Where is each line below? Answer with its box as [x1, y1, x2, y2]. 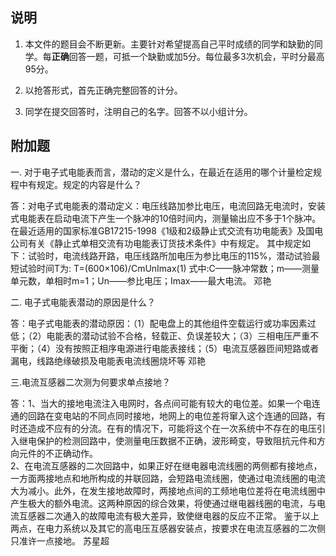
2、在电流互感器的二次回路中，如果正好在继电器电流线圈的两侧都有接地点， [10, 459, 323, 472]
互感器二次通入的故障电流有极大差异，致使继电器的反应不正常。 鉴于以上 [18, 509, 320, 522]
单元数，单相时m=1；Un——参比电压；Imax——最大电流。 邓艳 [10, 274, 272, 287]
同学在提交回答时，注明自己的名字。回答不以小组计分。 [24, 105, 253, 117]
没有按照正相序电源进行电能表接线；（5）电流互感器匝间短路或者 [55, 342, 320, 354]
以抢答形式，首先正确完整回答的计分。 [24, 84, 183, 96]
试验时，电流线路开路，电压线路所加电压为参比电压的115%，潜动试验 [27, 249, 312, 262]
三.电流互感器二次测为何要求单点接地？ [10, 376, 172, 388]
